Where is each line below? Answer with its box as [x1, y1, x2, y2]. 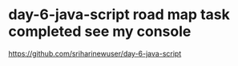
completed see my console [8, 22, 192, 41]
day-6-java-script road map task [8, 6, 230, 24]
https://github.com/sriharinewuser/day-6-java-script [8, 49, 182, 58]
